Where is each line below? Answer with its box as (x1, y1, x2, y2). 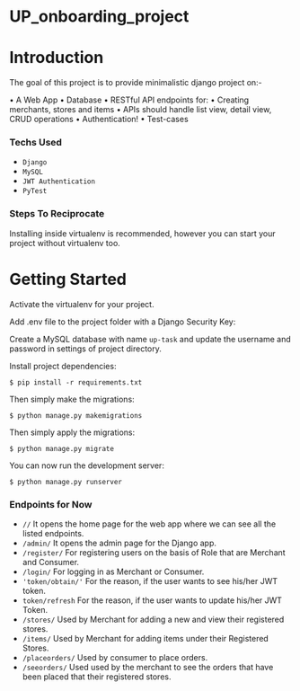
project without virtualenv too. (9, 237, 121, 248)
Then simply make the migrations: (9, 394, 135, 404)
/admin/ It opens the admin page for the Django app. (22, 537, 217, 548)
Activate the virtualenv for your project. (9, 298, 154, 309)
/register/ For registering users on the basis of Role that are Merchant (22, 546, 286, 558)
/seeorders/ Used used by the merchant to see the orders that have (22, 661, 274, 672)
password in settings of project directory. (9, 343, 162, 354)
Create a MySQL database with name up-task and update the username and (9, 333, 292, 344)
